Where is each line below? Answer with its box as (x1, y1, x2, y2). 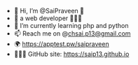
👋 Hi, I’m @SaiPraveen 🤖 (13, 7, 84, 15)
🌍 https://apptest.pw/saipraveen (13, 40, 110, 48)
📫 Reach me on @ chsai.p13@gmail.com (13, 29, 131, 38)
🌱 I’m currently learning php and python (13, 22, 129, 29)
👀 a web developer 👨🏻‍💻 (13, 14, 83, 22)
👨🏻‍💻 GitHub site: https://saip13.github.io (13, 50, 130, 58)
